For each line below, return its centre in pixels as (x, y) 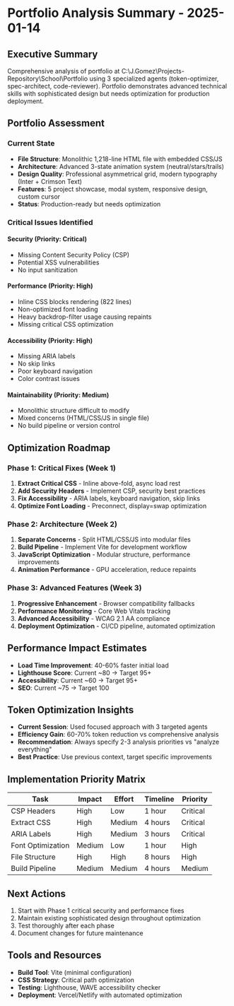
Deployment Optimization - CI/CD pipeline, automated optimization (116, 626)
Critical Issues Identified (50, 222)
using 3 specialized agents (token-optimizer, (154, 78)
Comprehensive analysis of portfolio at (64, 71)
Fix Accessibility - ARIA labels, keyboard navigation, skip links (109, 498)
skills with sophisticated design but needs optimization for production (109, 94)
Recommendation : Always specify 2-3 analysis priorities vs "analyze (118, 742)
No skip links (36, 364)
